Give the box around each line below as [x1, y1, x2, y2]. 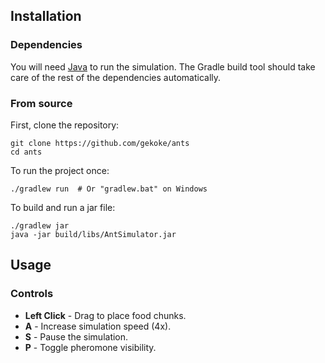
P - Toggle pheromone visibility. [24, 341, 157, 353]
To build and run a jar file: [10, 201, 116, 213]
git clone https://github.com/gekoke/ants [10, 138, 190, 148]
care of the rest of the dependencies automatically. [10, 71, 222, 83]
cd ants [10, 147, 43, 157]
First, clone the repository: [10, 119, 120, 131]
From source [10, 96, 73, 110]
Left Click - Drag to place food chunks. [24, 309, 187, 321]
